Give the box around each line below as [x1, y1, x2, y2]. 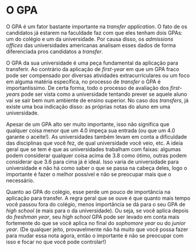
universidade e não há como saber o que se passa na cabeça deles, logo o [6, 164, 188, 171]
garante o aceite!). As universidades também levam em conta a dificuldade [6, 133, 187, 140]
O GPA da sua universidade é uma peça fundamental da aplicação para [6, 59, 178, 66]
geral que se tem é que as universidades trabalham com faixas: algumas [6, 145, 181, 153]
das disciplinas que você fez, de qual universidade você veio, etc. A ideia [6, 139, 183, 146]
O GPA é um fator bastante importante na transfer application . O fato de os [6, 23, 188, 30]
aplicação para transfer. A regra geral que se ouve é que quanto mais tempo [6, 195, 191, 202]
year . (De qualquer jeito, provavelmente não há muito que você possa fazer [6, 226, 189, 233]
